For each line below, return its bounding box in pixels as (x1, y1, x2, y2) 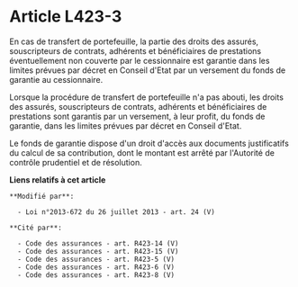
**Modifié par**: (9, 192, 75, 201)
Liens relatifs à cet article (9, 174, 106, 185)
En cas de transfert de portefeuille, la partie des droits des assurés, (9, 36, 259, 47)
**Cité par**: (9, 223, 63, 232)
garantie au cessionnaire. (9, 74, 104, 85)
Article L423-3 (9, 6, 122, 27)
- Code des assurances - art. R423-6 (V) (17, 263, 176, 272)
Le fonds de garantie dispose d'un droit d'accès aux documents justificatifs (9, 138, 290, 148)
